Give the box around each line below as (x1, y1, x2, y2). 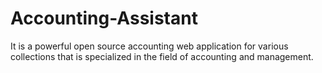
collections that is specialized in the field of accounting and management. (10, 50, 314, 62)
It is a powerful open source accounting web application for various (10, 40, 289, 52)
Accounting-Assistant (10, 7, 198, 30)
